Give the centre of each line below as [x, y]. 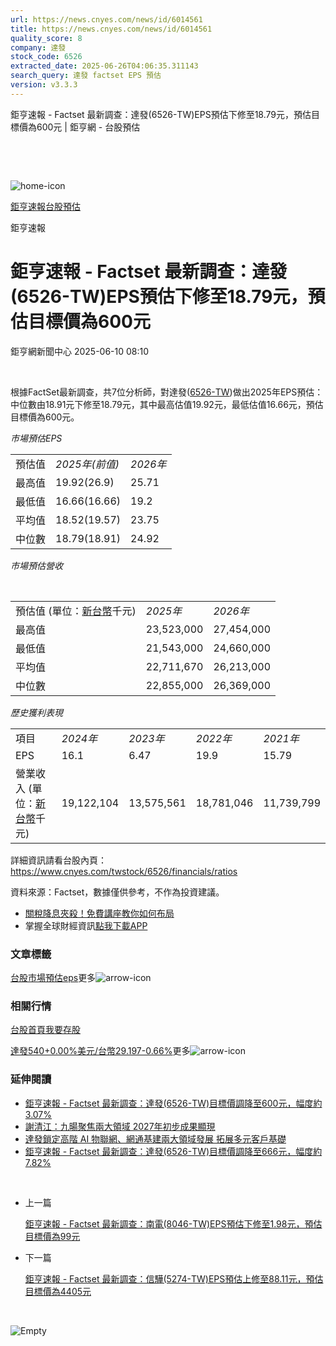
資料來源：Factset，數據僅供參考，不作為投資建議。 [117, 892]
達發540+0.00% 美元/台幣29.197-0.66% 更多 [100, 1051]
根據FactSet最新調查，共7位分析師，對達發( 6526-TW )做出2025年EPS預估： [167, 392]
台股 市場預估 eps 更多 [53, 977]
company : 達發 [38, 47]
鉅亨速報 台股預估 [45, 206]
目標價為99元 [52, 1236]
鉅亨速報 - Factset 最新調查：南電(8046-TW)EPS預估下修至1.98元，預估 [173, 1223]
